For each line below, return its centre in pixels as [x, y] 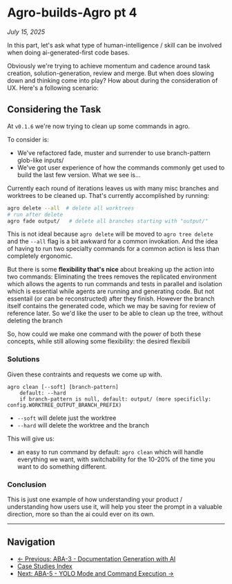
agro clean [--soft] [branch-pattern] [63, 387]
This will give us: [31, 439]
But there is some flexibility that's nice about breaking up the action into [111, 270]
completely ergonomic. [40, 256]
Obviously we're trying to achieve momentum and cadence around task [109, 66]
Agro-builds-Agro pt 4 [72, 13]
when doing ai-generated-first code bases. [68, 52]
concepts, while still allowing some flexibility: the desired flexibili [99, 341]
